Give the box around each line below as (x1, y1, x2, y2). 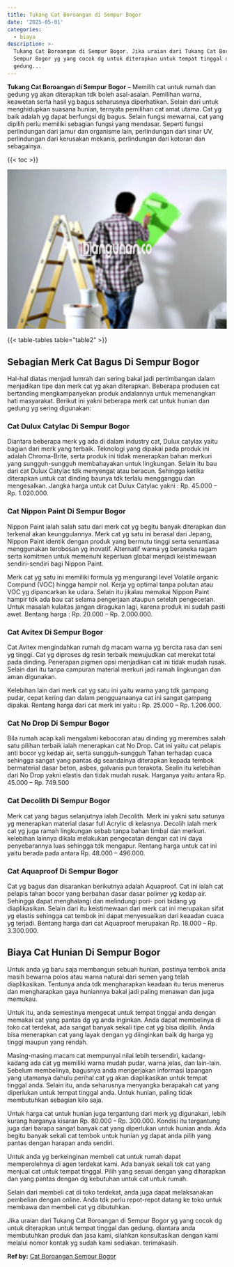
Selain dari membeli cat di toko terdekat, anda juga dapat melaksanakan (7, 1188, 214, 1196)
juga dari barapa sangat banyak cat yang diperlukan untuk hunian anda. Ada (7, 1124, 226, 1132)
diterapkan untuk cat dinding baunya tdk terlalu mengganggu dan (7, 474, 195, 483)
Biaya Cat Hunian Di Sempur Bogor (7, 947, 161, 958)
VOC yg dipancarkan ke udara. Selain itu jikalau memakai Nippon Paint (7, 587, 210, 596)
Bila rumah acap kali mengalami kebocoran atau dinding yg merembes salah (7, 734, 226, 743)
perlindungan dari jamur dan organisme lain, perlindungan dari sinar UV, (7, 127, 214, 135)
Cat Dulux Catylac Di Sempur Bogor (7, 421, 130, 431)
